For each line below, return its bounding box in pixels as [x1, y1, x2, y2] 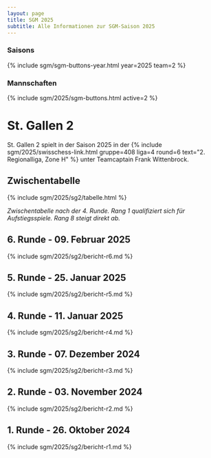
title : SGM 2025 [7, 16, 54, 23]
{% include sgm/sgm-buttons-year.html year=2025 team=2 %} [7, 61, 186, 69]
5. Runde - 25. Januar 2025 [7, 272, 126, 284]
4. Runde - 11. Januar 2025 [7, 310, 124, 321]
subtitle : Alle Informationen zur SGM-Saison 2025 [7, 23, 155, 30]
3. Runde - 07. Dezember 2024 [7, 348, 140, 360]
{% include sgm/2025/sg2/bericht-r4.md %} [7, 328, 133, 336]
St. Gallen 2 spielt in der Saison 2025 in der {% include [7, 140, 163, 148]
